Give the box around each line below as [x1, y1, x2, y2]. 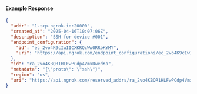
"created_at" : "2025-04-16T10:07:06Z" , [11, 28, 109, 34]
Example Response [5, 5, 54, 12]
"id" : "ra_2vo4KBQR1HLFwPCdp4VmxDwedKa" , [11, 61, 114, 67]
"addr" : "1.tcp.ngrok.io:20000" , [11, 23, 93, 29]
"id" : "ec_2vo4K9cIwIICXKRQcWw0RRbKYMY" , [16, 44, 119, 51]
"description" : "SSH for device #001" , [11, 34, 109, 40]
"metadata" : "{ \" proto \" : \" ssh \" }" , [11, 67, 103, 72]
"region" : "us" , [11, 72, 51, 78]
